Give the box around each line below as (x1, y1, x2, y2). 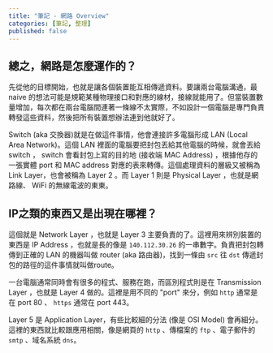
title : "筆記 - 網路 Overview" (8, 11, 110, 20)
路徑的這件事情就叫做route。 (22, 260, 119, 269)
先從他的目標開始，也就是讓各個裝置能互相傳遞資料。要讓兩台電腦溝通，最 (8, 82, 258, 92)
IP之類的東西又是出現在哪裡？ (8, 206, 158, 220)
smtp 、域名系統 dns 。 (8, 335, 81, 345)
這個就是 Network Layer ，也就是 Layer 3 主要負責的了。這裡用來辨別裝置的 (8, 230, 262, 239)
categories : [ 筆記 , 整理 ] (8, 19, 92, 28)
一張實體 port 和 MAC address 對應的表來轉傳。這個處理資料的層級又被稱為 (8, 160, 261, 170)
